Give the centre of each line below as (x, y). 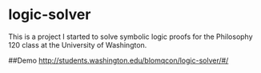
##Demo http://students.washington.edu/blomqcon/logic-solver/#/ (118, 60)
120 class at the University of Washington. (78, 44)
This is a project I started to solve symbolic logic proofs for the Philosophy (131, 36)
